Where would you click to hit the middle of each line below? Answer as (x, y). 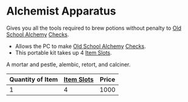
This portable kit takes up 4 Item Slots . (64, 52)
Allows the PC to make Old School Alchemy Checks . (80, 46)
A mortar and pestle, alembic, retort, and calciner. (68, 64)
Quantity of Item (34, 79)
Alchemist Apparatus (61, 11)
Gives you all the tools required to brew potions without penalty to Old (94, 28)
